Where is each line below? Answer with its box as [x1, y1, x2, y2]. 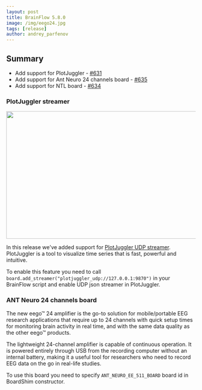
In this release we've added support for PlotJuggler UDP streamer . [6, 244, 171, 251]
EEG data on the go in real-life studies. [6, 359, 102, 367]
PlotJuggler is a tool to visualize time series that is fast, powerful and [6, 250, 177, 258]
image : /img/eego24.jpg [6, 20, 66, 26]
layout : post [6, 8, 39, 15]
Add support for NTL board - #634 [14, 82, 101, 89]
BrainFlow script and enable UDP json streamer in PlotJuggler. [6, 281, 161, 288]
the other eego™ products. [6, 329, 71, 336]
